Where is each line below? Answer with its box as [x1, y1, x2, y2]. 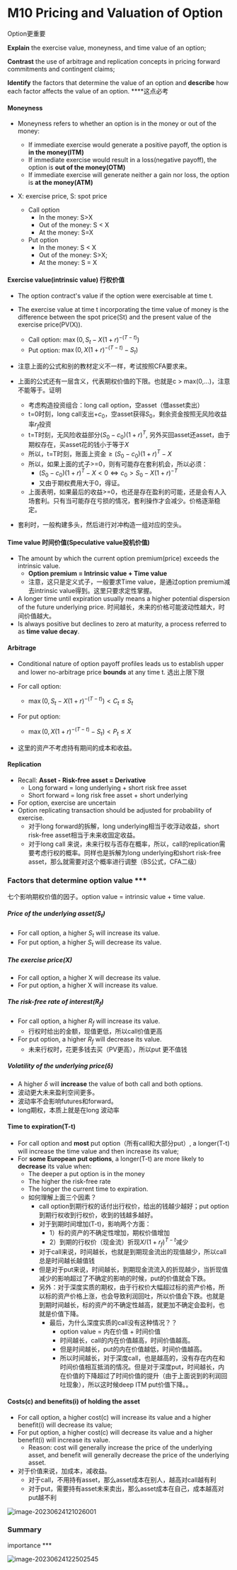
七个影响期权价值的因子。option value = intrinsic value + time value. [7, 893, 205, 901]
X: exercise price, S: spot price [17, 192, 108, 201]
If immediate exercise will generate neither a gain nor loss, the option [28, 171, 230, 179]
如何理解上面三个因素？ [28, 1192, 97, 1202]
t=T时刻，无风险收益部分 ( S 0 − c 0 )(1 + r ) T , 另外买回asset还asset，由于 [28, 429, 231, 441]
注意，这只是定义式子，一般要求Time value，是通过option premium [28, 577, 224, 586]
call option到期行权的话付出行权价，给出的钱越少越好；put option [38, 1202, 229, 1210]
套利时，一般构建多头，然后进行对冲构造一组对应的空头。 [17, 521, 185, 529]
